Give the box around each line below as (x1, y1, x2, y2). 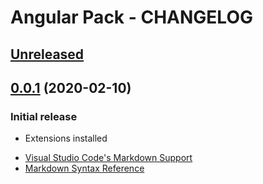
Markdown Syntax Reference (24, 162, 145, 175)
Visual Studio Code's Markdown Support (24, 152, 193, 164)
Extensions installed (24, 132, 108, 145)
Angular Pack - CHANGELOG (10, 6, 253, 29)
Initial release (10, 109, 78, 123)
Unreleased (10, 46, 85, 63)
